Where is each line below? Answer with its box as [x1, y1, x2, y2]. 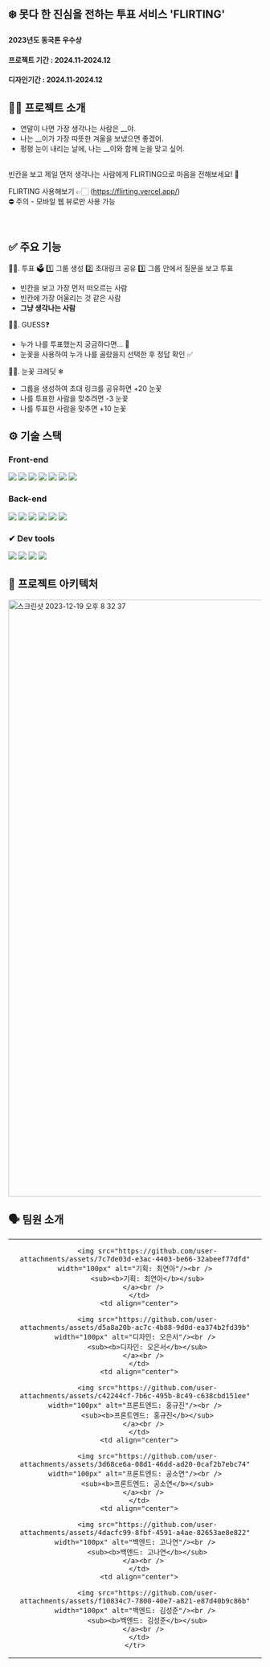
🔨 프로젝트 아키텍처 [8, 578, 99, 591]
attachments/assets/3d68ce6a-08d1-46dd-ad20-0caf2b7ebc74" [19, 1459, 251, 1468]
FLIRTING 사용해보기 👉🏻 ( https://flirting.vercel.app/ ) [8, 186, 181, 196]
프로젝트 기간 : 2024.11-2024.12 [8, 55, 111, 64]
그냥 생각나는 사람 [19, 303, 76, 312]
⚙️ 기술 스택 [8, 430, 63, 443]
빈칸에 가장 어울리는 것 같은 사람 [19, 293, 121, 303]
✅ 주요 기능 [8, 241, 62, 254]
